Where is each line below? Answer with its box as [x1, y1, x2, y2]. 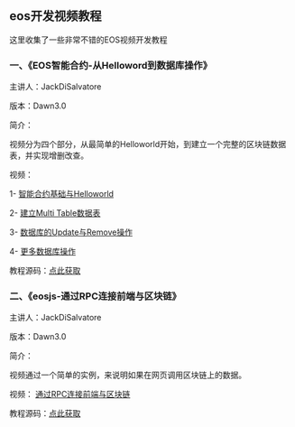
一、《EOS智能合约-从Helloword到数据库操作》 [9, 59, 213, 71]
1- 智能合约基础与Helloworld [9, 189, 115, 200]
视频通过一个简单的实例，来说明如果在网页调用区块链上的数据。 [9, 369, 246, 381]
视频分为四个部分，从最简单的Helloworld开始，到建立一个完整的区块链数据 [9, 139, 287, 150]
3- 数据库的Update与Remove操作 [9, 227, 134, 237]
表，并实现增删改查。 [9, 150, 88, 161]
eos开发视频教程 [9, 8, 102, 24]
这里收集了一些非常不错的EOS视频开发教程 [9, 34, 169, 45]
